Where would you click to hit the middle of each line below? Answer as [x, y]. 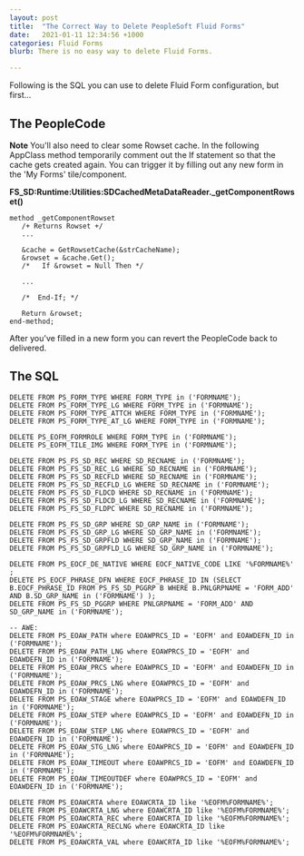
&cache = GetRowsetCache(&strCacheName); [101, 250]
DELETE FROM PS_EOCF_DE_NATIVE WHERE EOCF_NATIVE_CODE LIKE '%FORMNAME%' [152, 564]
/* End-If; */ [50, 297]
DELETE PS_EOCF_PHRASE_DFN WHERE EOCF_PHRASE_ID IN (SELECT [126, 580]
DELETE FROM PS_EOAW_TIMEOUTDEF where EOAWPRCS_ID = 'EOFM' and [133, 778]
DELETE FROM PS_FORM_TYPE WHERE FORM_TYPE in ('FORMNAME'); [126, 397]
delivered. [28, 348]
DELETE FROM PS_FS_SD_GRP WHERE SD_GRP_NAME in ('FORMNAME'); [129, 524]
